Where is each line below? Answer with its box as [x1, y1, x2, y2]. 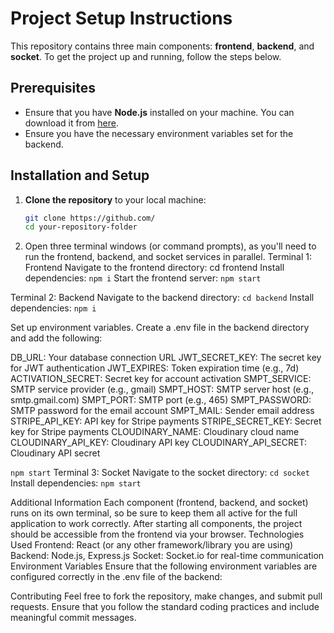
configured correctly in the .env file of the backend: [10, 571, 223, 583]
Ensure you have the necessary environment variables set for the [24, 127, 294, 139]
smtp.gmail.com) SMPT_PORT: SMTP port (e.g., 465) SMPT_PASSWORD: [10, 394, 312, 406]
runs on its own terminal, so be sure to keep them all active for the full [10, 507, 298, 519]
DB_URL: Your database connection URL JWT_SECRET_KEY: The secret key [10, 352, 322, 364]
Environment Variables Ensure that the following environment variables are [10, 560, 318, 572]
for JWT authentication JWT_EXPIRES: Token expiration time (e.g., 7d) [10, 362, 300, 374]
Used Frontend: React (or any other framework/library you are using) [10, 539, 294, 551]
